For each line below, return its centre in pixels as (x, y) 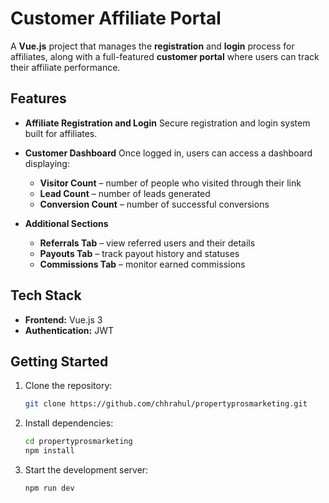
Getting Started (59, 361)
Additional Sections (66, 223)
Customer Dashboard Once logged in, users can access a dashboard (168, 153)
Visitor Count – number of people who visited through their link (170, 183)
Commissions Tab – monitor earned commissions (142, 264)
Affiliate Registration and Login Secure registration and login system (167, 123)
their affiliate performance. (65, 67)
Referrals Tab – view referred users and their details (147, 243)
